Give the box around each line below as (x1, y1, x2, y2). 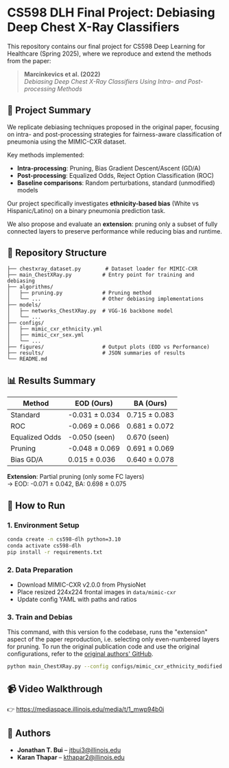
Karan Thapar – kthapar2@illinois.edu (16, 753, 125, 761)
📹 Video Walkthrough (7, 683, 103, 694)
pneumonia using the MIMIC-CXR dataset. (7, 137, 127, 146)
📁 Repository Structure (7, 247, 107, 259)
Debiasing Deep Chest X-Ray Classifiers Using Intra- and (23, 77, 186, 85)
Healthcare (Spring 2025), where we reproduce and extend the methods (7, 49, 212, 58)
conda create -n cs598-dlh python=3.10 (7, 536, 121, 543)
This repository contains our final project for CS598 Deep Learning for (7, 42, 206, 50)
